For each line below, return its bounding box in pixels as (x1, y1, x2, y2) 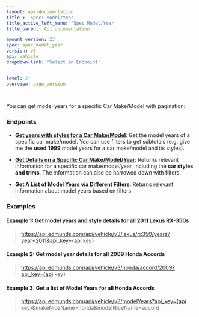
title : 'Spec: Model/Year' (6, 14, 77, 21)
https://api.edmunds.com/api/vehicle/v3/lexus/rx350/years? (20, 230, 171, 237)
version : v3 (6, 48, 36, 54)
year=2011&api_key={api (20, 237, 82, 244)
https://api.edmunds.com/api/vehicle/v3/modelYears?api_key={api (20, 298, 186, 305)
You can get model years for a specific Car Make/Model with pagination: (6, 103, 186, 110)
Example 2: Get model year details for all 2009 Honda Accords (6, 251, 165, 258)
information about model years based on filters (14, 187, 132, 194)
